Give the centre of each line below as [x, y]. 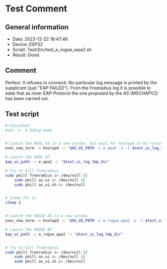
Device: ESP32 [28, 44]
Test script [22, 114]
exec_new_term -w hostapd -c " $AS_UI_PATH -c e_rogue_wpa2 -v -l [74, 221]
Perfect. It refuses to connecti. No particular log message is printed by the [81, 82]
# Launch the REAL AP [28, 157]
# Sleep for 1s [21, 198]
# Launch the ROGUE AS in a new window [46, 216]
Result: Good [26, 55]
